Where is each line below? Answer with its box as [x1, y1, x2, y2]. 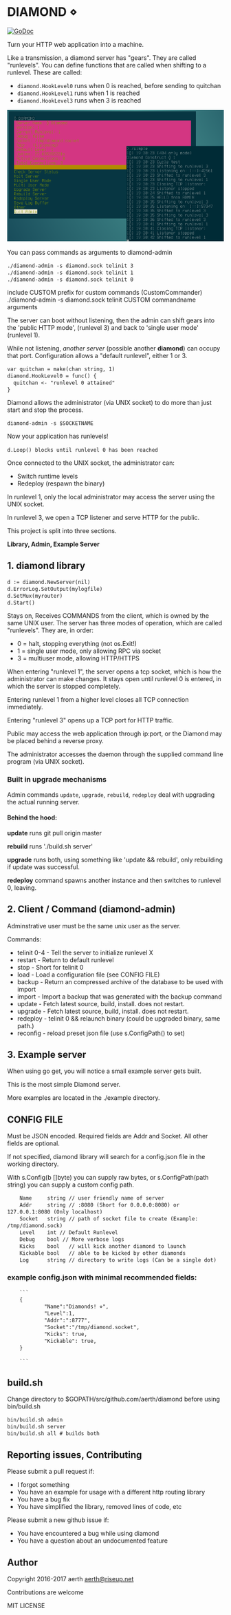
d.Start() [7, 600, 36, 607]
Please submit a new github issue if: [7, 1516, 109, 1524]
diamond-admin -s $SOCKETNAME [7, 419, 94, 427]
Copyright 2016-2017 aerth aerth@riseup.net [7, 1574, 134, 1583]
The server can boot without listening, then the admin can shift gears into [7, 316, 215, 324]
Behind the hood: [7, 813, 57, 822]
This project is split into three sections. [7, 526, 117, 534]
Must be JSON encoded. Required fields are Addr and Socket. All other [7, 1132, 208, 1140]
